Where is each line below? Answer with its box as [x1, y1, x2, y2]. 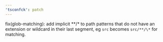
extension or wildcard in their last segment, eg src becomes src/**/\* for [5, 26, 158, 32]
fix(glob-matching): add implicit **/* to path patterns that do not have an [5, 21, 155, 27]
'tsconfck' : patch [5, 7, 44, 12]
